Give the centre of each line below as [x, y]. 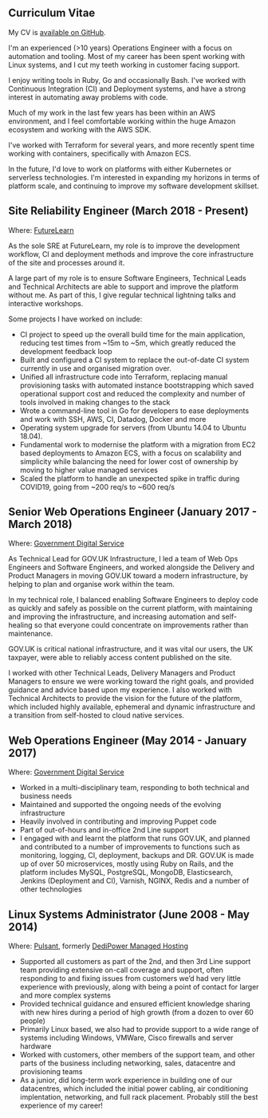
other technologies [51, 889]
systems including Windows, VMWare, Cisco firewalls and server [126, 1038]
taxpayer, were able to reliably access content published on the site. [120, 658]
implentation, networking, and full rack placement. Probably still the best [139, 1097]
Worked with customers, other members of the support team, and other [137, 1055]
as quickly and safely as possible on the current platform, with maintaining [130, 608]
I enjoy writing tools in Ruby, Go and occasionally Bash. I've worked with [127, 80]
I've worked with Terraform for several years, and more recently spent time [132, 145]
